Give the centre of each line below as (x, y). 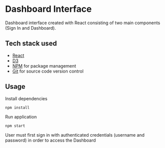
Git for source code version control (48, 71)
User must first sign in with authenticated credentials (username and (75, 135)
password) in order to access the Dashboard (51, 140)
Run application (21, 116)
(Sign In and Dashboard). (31, 28)
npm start (15, 126)
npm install (17, 108)
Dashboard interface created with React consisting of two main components (83, 23)
